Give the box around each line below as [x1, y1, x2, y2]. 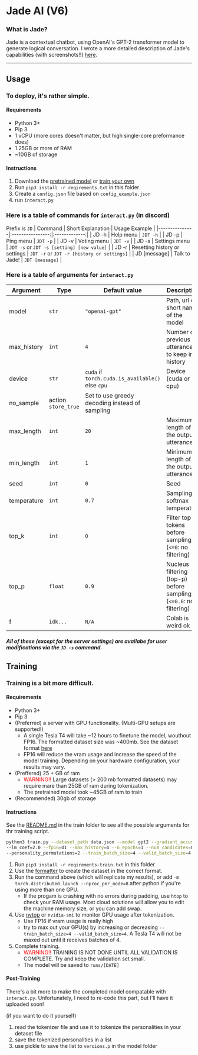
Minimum [166, 448, 192, 456]
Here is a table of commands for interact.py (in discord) [6, 211, 170, 219]
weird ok [166, 621, 190, 629]
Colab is [166, 614, 189, 622]
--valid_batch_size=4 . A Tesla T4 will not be [73, 930, 181, 937]
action [49, 396, 67, 404]
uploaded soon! [6, 1001, 44, 1008]
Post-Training [6, 975, 40, 982]
